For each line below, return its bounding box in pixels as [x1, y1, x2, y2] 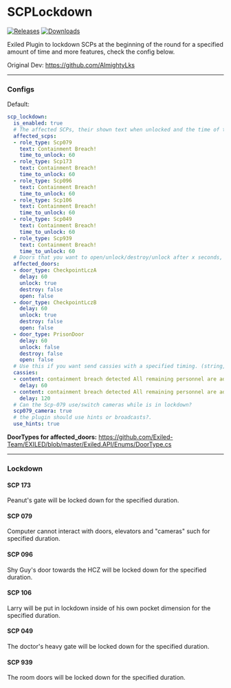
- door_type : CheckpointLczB [13, 299, 97, 306]
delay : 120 [19, 395, 51, 402]
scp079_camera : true [13, 407, 72, 415]
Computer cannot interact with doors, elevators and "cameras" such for [7, 527, 210, 535]
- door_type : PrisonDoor [13, 331, 85, 338]
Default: [7, 100, 30, 109]
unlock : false [19, 343, 60, 351]
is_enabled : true [13, 120, 63, 127]
